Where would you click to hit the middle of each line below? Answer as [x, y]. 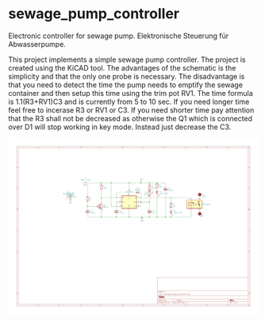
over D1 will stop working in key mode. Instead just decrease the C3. [120, 127]
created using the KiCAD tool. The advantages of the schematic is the [122, 67]
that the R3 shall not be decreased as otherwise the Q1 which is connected [130, 118]
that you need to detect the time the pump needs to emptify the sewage [126, 85]
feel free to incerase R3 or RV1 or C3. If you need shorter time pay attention [131, 110]
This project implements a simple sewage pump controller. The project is [127, 59]
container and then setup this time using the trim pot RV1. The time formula [131, 93]
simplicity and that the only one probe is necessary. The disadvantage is [127, 76]
